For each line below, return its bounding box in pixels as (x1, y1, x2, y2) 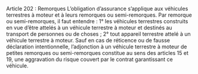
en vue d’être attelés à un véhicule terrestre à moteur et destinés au (6, 24, 172, 31)
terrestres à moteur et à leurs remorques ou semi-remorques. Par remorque (6, 11, 192, 18)
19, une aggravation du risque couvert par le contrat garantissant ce (6, 56, 173, 63)
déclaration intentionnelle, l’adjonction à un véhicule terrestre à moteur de (6, 43, 187, 50)
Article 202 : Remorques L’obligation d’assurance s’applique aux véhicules (6, 5, 188, 12)
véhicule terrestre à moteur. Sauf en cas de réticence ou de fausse (6, 37, 170, 44)
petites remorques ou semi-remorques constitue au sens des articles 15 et (6, 50, 189, 56)
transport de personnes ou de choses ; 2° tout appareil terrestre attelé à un (6, 30, 191, 38)
